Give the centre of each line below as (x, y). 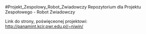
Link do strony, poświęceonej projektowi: (46, 21)
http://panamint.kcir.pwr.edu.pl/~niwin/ (44, 26)
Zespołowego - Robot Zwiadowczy (40, 12)
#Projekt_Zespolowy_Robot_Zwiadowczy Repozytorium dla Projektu (73, 7)
